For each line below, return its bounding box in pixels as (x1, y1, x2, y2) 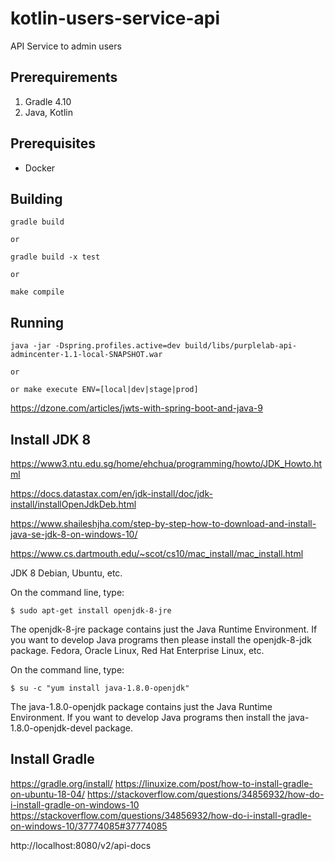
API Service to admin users (10, 40, 122, 52)
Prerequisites (10, 135, 96, 152)
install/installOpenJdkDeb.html (10, 498, 137, 510)
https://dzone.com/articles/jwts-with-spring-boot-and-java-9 (10, 402, 263, 414)
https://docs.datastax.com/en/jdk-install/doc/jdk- (10, 488, 213, 499)
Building (10, 190, 63, 207)
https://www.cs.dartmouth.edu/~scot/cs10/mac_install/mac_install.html (10, 548, 304, 559)
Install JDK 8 (10, 431, 92, 448)
